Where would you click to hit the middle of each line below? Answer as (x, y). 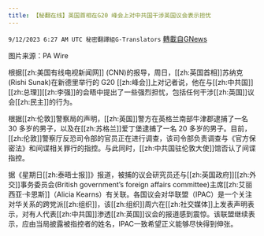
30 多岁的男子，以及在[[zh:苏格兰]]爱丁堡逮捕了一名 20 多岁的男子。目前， (130, 128)
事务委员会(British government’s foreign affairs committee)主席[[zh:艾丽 (136, 184)
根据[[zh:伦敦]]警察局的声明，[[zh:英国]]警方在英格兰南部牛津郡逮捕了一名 (128, 118)
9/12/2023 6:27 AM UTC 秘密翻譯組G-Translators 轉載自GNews (108, 39)
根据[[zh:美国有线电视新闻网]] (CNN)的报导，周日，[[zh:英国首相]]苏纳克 (126, 72)
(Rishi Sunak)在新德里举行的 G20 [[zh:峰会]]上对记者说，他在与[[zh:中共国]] (131, 82)
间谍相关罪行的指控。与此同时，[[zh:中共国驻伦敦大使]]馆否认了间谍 (145, 148)
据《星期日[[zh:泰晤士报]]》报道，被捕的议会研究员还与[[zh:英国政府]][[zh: (129, 175)
